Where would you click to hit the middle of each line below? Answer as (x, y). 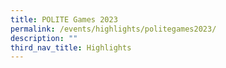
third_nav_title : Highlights (71, 47)
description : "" (44, 38)
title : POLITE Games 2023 (64, 19)
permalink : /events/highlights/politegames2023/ (113, 29)
